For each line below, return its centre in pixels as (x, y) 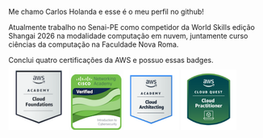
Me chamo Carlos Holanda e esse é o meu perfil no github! (106, 12)
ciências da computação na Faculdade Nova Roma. (94, 44)
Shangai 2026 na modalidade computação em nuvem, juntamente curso (128, 36)
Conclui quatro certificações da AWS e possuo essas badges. (111, 60)
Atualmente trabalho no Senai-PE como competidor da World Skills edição (132, 27)
